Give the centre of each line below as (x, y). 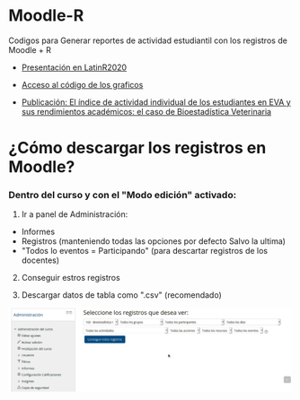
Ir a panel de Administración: (75, 214)
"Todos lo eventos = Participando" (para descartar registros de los (145, 251)
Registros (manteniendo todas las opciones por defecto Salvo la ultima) (154, 241)
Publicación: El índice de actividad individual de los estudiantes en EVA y (156, 102)
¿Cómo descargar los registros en (137, 148)
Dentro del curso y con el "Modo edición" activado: (123, 196)
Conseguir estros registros (71, 278)
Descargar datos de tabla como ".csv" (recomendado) (121, 295)
